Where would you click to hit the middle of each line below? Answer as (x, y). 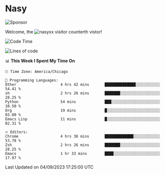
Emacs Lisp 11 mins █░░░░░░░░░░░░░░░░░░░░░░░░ (83, 119)
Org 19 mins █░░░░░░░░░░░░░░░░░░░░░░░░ (83, 110)
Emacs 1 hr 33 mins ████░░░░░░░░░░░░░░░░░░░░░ (83, 153)
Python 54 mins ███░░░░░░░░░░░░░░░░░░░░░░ (83, 102)
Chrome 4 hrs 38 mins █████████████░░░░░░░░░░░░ (83, 136)
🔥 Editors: (17, 132)
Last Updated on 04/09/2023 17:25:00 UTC (49, 167)
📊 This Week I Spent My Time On (40, 61)
